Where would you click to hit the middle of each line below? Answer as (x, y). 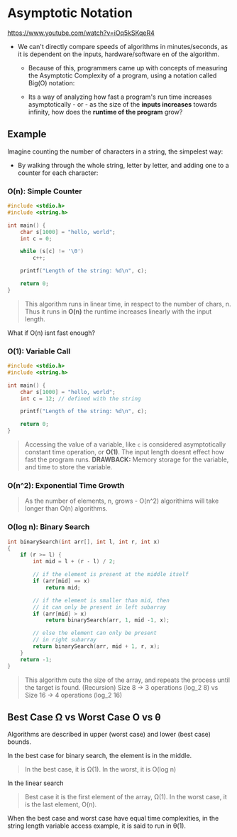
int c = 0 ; (36, 239)
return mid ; (63, 587)
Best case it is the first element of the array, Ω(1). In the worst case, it (126, 797)
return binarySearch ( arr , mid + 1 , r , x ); (97, 646)
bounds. (20, 742)
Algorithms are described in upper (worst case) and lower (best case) (109, 735)
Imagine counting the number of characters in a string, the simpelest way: (115, 151)
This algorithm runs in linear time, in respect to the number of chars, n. (128, 304)
